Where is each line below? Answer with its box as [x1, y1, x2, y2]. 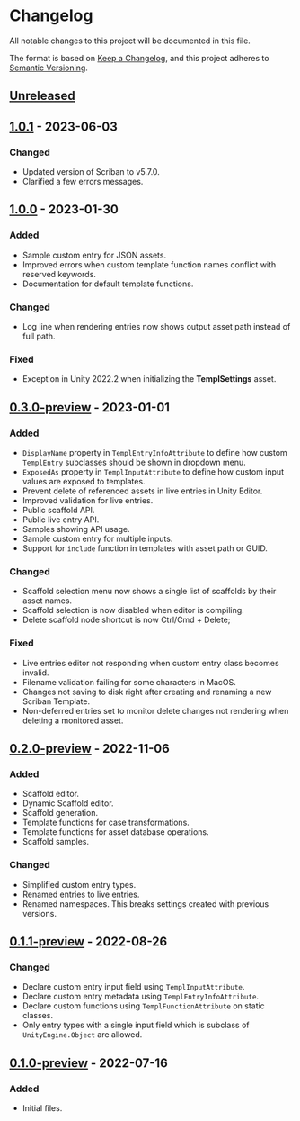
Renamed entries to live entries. [22, 889, 140, 900]
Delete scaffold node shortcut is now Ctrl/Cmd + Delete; [22, 614, 231, 626]
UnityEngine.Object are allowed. [22, 1029, 143, 1040]
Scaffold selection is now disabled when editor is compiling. [22, 605, 244, 616]
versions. [22, 908, 57, 918]
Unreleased [9, 88, 76, 104]
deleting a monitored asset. [22, 715, 124, 726]
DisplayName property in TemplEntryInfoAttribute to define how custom [22, 447, 287, 457]
